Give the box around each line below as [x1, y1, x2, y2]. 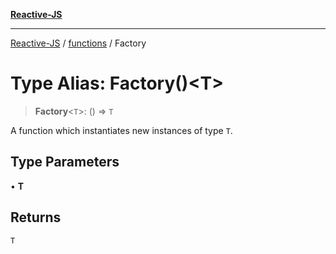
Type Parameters [10, 154, 120, 171]
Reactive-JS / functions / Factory [10, 37, 147, 49]
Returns [10, 209, 62, 226]
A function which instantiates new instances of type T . [10, 124, 233, 136]
